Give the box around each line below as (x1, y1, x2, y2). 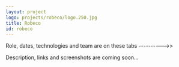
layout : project (5, 8, 46, 15)
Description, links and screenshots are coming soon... (5, 54, 139, 61)
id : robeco (5, 25, 33, 32)
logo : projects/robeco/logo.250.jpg (5, 14, 97, 21)
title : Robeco (5, 20, 41, 26)
